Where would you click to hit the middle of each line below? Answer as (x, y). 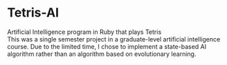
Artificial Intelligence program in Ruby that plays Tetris (84, 32)
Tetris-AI (33, 13)
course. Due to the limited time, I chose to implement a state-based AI (107, 46)
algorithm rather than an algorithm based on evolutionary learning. (102, 54)
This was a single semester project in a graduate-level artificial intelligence (114, 39)
